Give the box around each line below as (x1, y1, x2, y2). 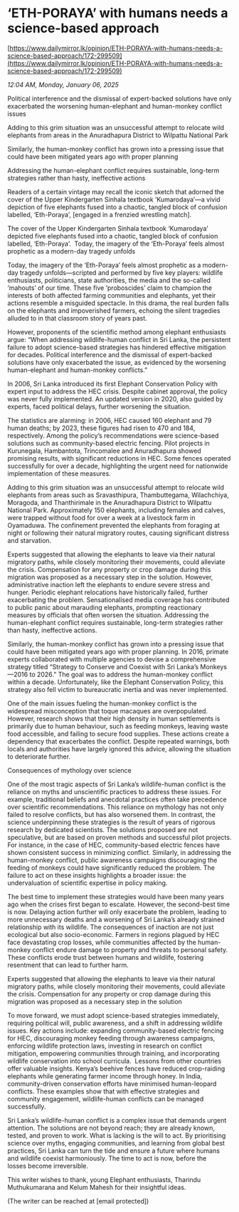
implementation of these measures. (7, 469, 112, 478)
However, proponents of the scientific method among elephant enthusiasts (7, 327, 226, 336)
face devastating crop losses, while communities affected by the (7, 938, 197, 946)
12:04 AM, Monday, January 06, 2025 (7, 80, 119, 89)
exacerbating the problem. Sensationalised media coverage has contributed (7, 595, 230, 604)
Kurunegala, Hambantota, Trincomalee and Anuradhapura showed (7, 446, 201, 455)
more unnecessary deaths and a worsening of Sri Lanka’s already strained (7, 915, 225, 923)
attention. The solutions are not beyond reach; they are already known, (7, 1123, 216, 1132)
